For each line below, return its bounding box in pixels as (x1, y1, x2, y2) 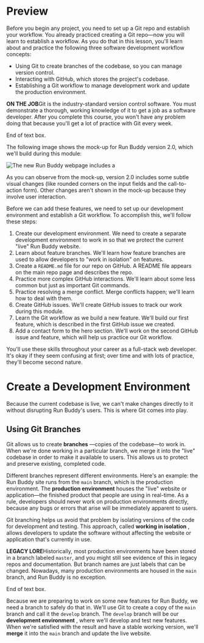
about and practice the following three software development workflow (6, 44, 185, 51)
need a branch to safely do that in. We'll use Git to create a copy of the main (6, 603, 196, 611)
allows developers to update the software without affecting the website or (6, 529, 192, 536)
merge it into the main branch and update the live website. (6, 630, 152, 637)
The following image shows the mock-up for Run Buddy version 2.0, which (6, 143, 194, 150)
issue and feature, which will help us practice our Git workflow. (15, 333, 173, 340)
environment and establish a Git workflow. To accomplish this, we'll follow (6, 211, 192, 218)
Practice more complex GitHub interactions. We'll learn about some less (15, 275, 196, 282)
